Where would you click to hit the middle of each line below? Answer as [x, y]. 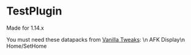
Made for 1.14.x [25, 28]
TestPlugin [34, 11]
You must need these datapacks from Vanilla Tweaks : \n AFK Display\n [96, 39]
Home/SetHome [27, 46]
